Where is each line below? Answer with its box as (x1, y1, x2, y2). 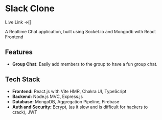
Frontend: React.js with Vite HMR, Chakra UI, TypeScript (12, 88, 127, 94)
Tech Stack (5, 75, 40, 84)
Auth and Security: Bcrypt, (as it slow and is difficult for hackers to (12, 104, 148, 110)
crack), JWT (12, 109, 38, 115)
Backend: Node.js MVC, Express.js (12, 94, 83, 99)
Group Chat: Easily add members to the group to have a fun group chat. (12, 61, 158, 67)
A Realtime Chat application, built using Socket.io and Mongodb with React (5, 28, 156, 34)
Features (5, 48, 33, 56)
